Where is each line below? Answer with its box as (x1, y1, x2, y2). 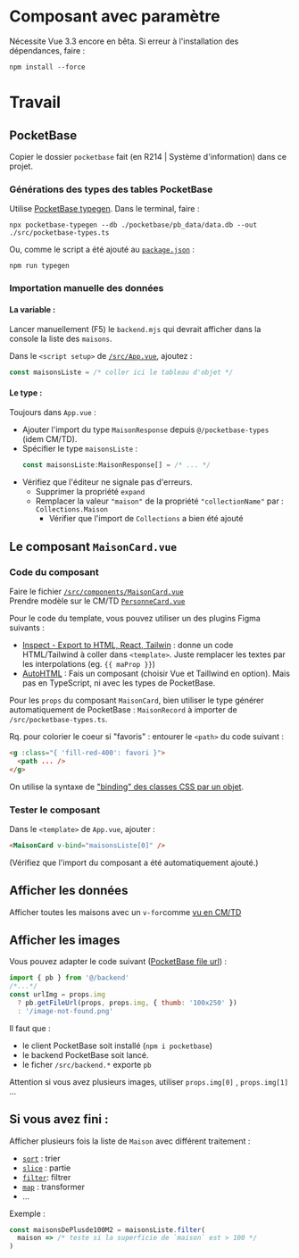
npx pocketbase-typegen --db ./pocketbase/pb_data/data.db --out (9, 221, 257, 229)
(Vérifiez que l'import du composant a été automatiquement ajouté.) (9, 857, 259, 868)
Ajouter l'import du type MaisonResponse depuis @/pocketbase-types (21, 424, 270, 435)
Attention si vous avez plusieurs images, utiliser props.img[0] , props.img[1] (9, 1076, 288, 1087)
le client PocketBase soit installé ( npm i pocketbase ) (21, 1040, 212, 1051)
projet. (9, 161, 34, 171)
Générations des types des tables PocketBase (9, 183, 213, 196)
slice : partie (21, 1162, 71, 1173)
